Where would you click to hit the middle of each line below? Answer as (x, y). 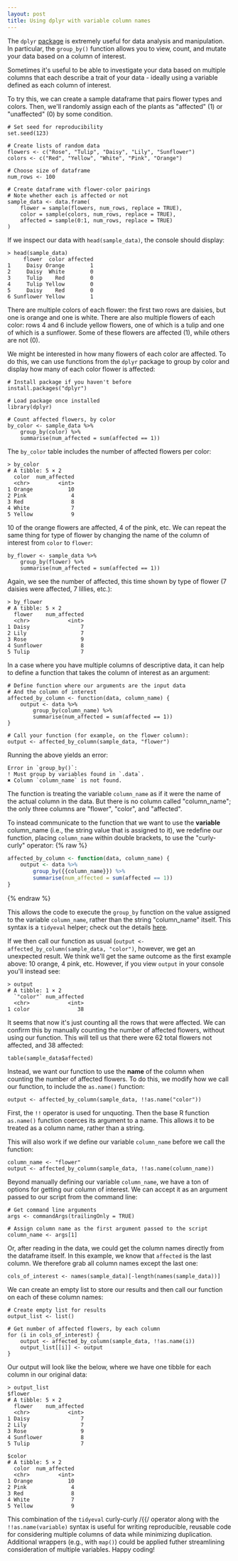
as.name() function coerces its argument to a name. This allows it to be (111, 1120)
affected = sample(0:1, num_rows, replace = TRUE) (97, 220)
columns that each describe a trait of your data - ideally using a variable (113, 77)
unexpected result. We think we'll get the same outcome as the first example (119, 956)
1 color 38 (45, 1009)
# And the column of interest (52, 691)
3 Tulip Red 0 (50, 278)
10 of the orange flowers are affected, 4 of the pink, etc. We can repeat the (117, 527)
